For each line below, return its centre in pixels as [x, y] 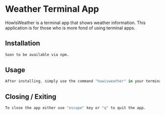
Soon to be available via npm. [37, 55]
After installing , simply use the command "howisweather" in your [74, 81]
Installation [23, 43]
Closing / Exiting [31, 97]
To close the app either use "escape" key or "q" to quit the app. [76, 108]
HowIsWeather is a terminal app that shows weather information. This [75, 23]
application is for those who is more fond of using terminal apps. [70, 28]
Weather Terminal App [52, 9]
